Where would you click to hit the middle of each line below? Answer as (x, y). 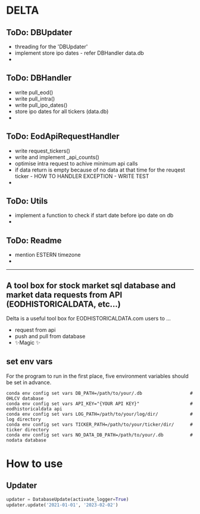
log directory (24, 419)
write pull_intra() (35, 98)
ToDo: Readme (34, 240)
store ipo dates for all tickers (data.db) (62, 111)
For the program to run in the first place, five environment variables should (97, 376)
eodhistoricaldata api (34, 409)
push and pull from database (50, 337)
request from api (35, 330)
